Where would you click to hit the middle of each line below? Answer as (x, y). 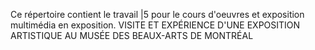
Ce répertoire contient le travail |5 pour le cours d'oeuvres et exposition (157, 14)
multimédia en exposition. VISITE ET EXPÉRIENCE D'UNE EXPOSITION (155, 25)
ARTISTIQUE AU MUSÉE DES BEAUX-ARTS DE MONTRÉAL (132, 35)
